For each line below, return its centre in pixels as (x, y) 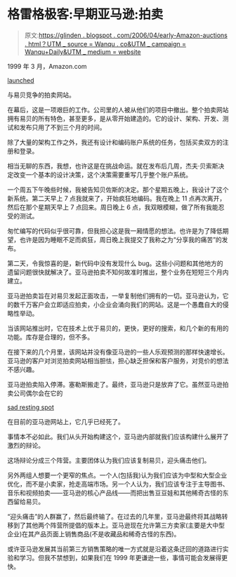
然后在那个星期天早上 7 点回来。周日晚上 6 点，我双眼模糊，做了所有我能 (113, 207)
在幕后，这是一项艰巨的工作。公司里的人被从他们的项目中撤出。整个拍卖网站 (118, 110)
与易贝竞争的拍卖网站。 (41, 95)
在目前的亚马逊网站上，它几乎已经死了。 (66, 421)
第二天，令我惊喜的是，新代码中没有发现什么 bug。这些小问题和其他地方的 (115, 263)
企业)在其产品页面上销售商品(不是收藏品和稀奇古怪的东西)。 (94, 533)
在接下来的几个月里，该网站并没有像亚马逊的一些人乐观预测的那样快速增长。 (118, 352)
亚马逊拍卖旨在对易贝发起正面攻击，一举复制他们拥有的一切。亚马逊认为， (115, 296)
